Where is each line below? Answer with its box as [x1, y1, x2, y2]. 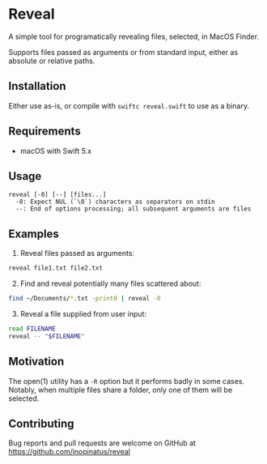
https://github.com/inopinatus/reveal [8, 447, 131, 457]
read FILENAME [8, 325, 57, 333]
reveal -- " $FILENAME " [8, 332, 85, 340]
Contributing [8, 416, 74, 430]
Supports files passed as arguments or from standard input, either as [8, 47, 239, 57]
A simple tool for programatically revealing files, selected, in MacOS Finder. [8, 32, 259, 41]
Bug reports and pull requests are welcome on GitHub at [8, 438, 197, 448]
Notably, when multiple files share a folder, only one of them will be [8, 385, 233, 394]
